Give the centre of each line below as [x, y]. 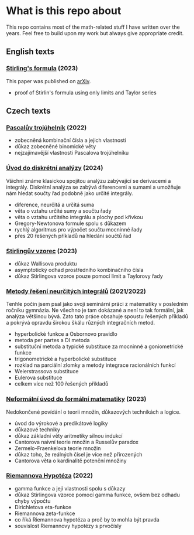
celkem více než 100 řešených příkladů [61, 384]
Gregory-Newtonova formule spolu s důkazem [70, 223]
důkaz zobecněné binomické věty [55, 146]
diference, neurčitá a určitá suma [54, 205]
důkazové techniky [37, 430]
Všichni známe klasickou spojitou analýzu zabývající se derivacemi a [89, 180]
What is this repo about [64, 11]
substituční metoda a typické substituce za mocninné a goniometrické [99, 346]
